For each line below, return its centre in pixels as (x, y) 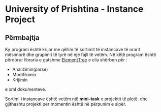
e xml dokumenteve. (26, 89)
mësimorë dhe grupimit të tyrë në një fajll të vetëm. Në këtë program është (80, 55)
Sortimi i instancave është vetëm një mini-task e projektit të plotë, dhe (76, 99)
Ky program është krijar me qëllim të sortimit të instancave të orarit (73, 49)
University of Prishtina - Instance (74, 9)
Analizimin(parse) (30, 69)
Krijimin (20, 80)
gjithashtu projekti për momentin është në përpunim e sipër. (66, 104)
